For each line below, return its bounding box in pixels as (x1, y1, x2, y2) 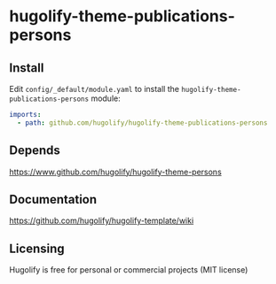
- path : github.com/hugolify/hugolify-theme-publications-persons (17, 118, 268, 127)
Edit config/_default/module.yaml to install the (9, 84, 180, 94)
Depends (9, 143, 60, 158)
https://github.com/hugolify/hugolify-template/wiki (9, 215, 194, 226)
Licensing (9, 241, 65, 256)
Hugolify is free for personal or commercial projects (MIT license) (9, 265, 248, 275)
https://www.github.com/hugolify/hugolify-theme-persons (9, 166, 222, 177)
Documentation (9, 192, 98, 207)
